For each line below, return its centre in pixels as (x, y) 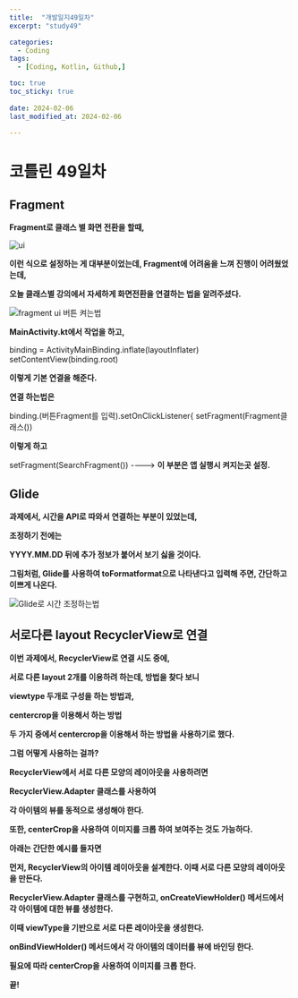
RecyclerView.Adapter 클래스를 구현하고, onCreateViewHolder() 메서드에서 (147, 897)
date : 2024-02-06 (42, 108)
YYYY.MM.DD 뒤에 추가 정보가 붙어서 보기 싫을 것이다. (105, 555)
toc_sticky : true (42, 91)
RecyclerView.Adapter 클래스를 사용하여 (83, 791)
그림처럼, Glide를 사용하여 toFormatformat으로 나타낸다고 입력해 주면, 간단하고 (149, 574)
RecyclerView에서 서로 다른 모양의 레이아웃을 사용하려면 (109, 772)
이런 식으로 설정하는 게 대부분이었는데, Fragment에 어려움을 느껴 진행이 (133, 264)
